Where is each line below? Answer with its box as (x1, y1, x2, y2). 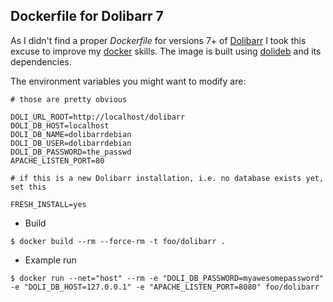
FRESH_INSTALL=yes (10, 199, 87, 209)
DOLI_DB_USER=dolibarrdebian (10, 138, 132, 148)
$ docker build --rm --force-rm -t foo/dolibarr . (10, 236, 226, 246)
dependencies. (10, 55, 72, 68)
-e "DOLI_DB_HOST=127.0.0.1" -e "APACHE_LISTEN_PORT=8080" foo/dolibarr (10, 282, 320, 292)
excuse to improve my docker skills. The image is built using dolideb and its (10, 45, 322, 57)
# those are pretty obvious (10, 94, 128, 104)
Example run (24, 254, 77, 266)
